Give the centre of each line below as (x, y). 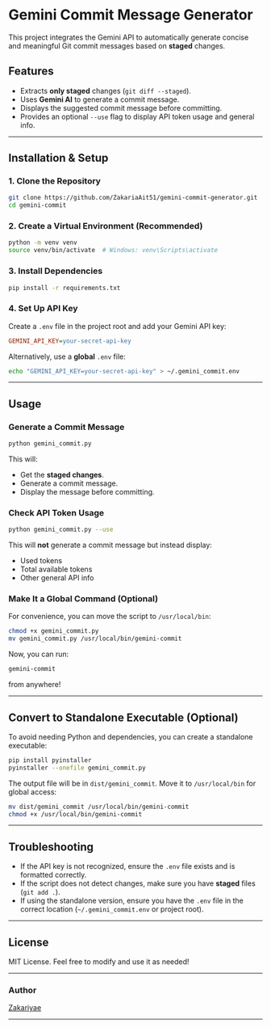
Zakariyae (25, 1008)
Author (23, 990)
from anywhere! (35, 685)
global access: (33, 792)
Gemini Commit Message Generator (131, 15)
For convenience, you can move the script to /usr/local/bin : (110, 617)
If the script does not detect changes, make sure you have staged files (138, 883)
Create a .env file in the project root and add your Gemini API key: (117, 326)
